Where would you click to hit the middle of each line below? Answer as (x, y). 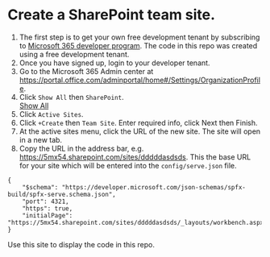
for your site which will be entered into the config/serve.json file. (128, 165)
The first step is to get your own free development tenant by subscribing (139, 37)
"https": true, (48, 208)
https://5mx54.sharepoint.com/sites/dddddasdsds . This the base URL (135, 157)
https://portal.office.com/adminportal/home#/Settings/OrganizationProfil (140, 80)
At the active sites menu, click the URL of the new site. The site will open (140, 131)
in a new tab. (40, 139)
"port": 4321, (46, 201)
